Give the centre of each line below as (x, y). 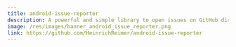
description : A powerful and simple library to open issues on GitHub (113, 20)
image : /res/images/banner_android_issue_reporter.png (89, 26)
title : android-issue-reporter (53, 13)
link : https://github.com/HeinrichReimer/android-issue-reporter (105, 33)
